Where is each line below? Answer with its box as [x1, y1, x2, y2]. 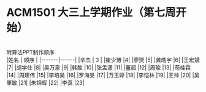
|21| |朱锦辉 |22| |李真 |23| [18, 79, 85, 86]
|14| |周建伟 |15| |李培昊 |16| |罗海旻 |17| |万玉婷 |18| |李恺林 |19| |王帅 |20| [6, 71, 191, 79]
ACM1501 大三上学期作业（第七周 [6, 5, 176, 19]
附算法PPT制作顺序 [6, 48, 55, 55]
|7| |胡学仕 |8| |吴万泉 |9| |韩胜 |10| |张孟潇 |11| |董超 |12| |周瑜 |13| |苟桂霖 [6, 63, 191, 71]
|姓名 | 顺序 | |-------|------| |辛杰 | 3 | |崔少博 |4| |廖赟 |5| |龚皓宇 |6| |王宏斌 [6, 56, 200, 63]
